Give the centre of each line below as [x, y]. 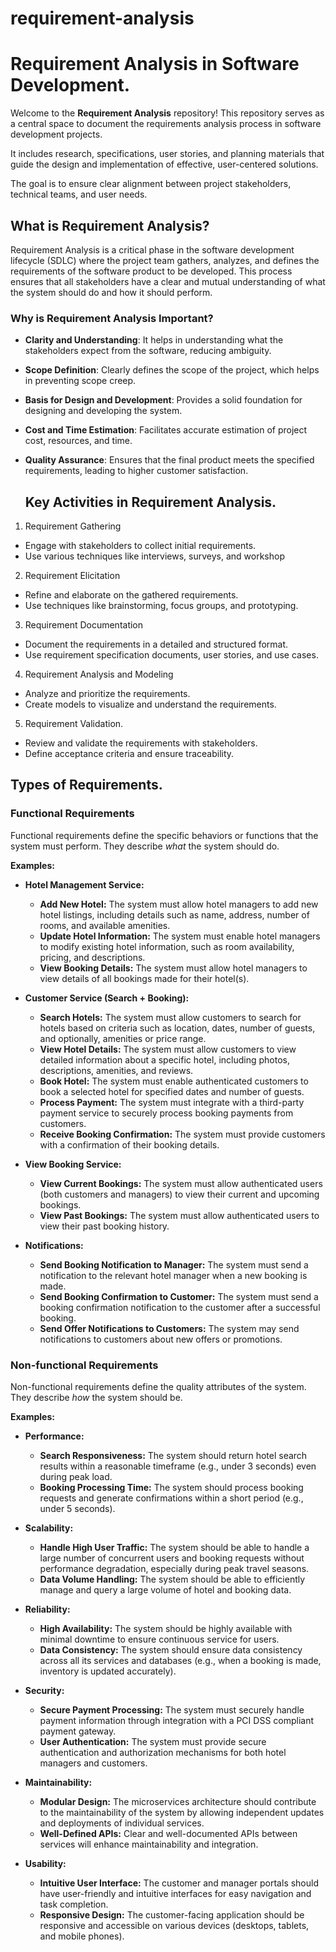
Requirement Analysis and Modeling [99, 674]
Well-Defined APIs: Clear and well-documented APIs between [168, 1834]
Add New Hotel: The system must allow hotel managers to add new [179, 904]
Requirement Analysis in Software [155, 64]
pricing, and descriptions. [92, 957]
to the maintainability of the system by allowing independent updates [182, 1813]
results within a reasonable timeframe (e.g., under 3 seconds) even [178, 1466]
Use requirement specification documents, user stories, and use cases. [171, 655]
